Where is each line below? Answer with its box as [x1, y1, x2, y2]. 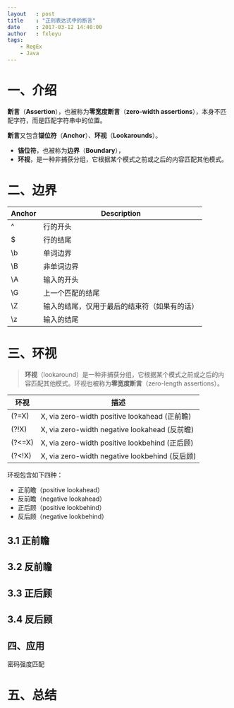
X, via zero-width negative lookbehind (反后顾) [40, 451, 197, 460]
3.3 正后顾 [7, 587, 53, 599]
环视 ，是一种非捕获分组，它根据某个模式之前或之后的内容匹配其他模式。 [17, 155, 228, 163]
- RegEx [20, 43, 42, 50]
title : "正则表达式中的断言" [7, 17, 97, 24]
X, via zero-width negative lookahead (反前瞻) [40, 424, 195, 434]
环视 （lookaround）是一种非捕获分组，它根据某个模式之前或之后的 [24, 370, 218, 378]
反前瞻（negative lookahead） [17, 494, 106, 503]
